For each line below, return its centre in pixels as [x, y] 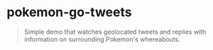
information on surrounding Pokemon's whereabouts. [102, 39]
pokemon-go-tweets [69, 12]
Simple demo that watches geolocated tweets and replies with [115, 32]
